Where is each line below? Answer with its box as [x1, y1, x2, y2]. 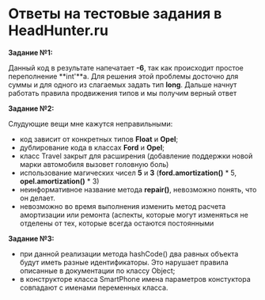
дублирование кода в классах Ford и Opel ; [19, 142, 165, 152]
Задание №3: [8, 234, 55, 243]
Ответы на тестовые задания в [8, 5, 222, 23]
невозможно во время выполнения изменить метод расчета [19, 201, 226, 211]
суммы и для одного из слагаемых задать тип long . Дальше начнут [8, 80, 237, 89]
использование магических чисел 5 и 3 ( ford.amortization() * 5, [19, 168, 237, 177]
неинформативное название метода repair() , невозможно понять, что [19, 184, 257, 194]
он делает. [19, 193, 55, 203]
